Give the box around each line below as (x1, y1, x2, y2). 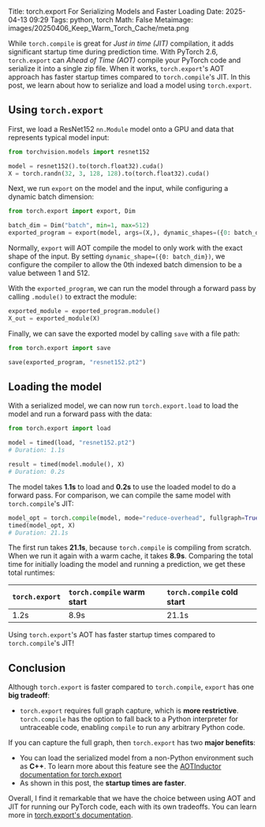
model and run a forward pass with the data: (8, 409, 152, 419)
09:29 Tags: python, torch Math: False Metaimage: (28, 15, 193, 24)
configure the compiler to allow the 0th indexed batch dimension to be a (8, 260, 242, 270)
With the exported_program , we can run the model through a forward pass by (8, 284, 256, 293)
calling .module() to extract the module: (8, 292, 137, 302)
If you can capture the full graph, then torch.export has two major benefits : (8, 738, 256, 747)
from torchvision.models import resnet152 (8, 147, 150, 156)
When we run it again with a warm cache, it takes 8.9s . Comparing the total (8, 551, 254, 561)
